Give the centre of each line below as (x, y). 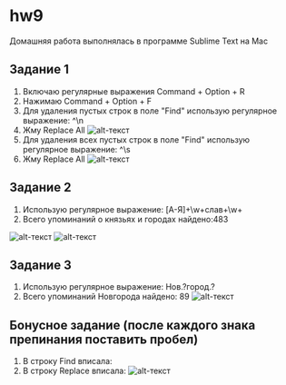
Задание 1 (39, 69)
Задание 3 (40, 265)
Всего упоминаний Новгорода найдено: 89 (106, 297)
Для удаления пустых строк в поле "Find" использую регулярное (150, 111)
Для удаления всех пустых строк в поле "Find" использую (136, 139)
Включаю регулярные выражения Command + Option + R (133, 91)
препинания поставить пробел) (104, 339)
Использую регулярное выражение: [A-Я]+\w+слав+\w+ (133, 209)
